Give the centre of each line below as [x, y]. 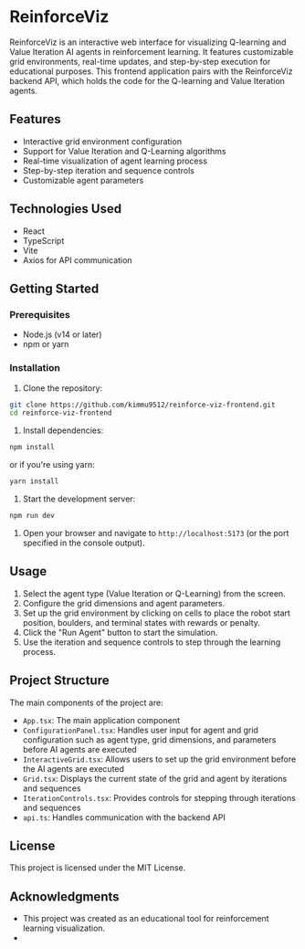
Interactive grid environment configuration [102, 141]
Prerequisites [40, 314]
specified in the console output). [84, 543]
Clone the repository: [63, 388]
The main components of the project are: [86, 702]
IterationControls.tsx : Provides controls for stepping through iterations [159, 797]
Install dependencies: [63, 430]
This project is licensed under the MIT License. [98, 868]
